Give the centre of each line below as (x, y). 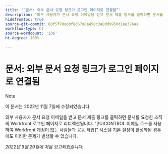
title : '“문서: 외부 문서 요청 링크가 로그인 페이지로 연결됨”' (63, 10)
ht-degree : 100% (22, 38)
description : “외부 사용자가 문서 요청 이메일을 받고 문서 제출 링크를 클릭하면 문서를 (84, 15)
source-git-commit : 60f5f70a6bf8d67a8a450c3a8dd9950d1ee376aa (72, 24)
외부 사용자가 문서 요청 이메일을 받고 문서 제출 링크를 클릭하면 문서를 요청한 (79, 117)
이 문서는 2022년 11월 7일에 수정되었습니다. (48, 106)
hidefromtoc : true (24, 19)
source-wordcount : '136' (31, 33)
